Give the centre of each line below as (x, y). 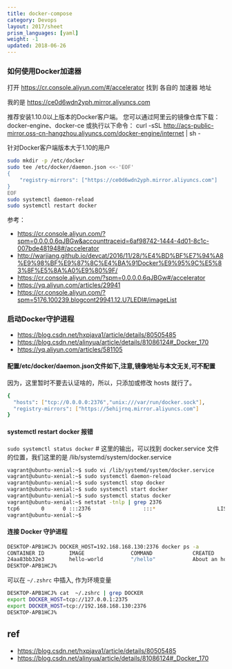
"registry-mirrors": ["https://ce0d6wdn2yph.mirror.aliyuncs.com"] (118, 180)
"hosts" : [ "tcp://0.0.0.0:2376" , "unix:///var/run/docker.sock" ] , (109, 402)
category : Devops (32, 20)
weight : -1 (23, 39)
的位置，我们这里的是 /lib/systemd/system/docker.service (89, 457)
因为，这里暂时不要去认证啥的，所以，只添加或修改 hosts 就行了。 (101, 383)
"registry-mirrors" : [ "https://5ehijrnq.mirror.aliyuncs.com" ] (106, 409)
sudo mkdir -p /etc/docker (46, 161)
